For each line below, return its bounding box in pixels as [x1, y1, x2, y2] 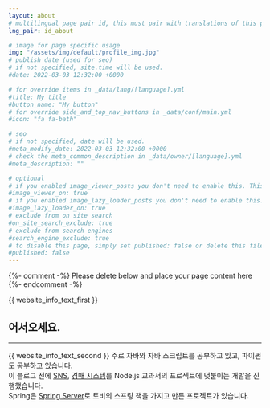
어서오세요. [8, 320, 61, 334]
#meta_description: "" [8, 160, 84, 168]
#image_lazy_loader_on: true [8, 204, 106, 213]
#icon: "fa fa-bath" [8, 116, 78, 124]
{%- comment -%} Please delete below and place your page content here [8, 271, 253, 281]
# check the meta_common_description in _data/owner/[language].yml [8, 152, 243, 161]
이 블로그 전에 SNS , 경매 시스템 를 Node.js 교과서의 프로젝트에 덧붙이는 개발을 [8, 370, 252, 380]
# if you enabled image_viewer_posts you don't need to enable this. [8, 182, 247, 190]
